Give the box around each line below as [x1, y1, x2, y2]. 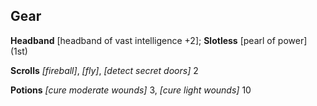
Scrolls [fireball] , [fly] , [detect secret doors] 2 [10, 64, 199, 76]
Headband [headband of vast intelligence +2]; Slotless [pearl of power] [10, 34, 308, 46]
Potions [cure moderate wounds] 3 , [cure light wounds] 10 [10, 84, 252, 96]
